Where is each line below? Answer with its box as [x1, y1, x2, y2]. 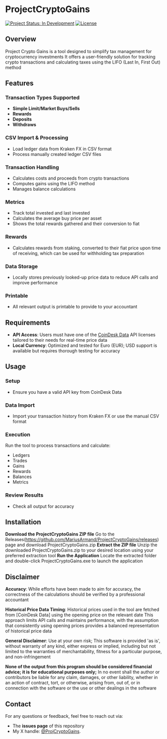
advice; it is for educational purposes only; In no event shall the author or [5, 669, 160, 675]
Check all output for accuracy [12, 503, 74, 509]
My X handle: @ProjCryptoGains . [12, 728, 81, 734]
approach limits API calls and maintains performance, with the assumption [5, 617, 159, 623]
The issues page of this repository [12, 723, 85, 729]
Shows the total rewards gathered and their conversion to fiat [12, 221, 140, 227]
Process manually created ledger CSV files [12, 151, 102, 157]
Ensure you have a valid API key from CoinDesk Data [12, 389, 122, 395]
